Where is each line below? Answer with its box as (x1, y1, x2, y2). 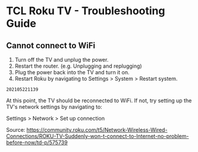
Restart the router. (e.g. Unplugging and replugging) (14, 62, 142, 69)
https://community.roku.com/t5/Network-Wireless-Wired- (26, 126, 168, 133)
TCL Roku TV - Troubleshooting (6, 4, 165, 18)
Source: (6, 126, 26, 133)
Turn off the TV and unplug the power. (14, 56, 109, 63)
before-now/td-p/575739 (6, 139, 68, 146)
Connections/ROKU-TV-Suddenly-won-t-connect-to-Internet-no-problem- (6, 132, 189, 140)
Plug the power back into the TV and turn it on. (14, 69, 130, 75)
